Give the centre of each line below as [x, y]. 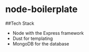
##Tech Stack [20, 23]
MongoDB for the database [41, 43]
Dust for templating [33, 38]
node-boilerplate [41, 9]
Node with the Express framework [48, 33]
